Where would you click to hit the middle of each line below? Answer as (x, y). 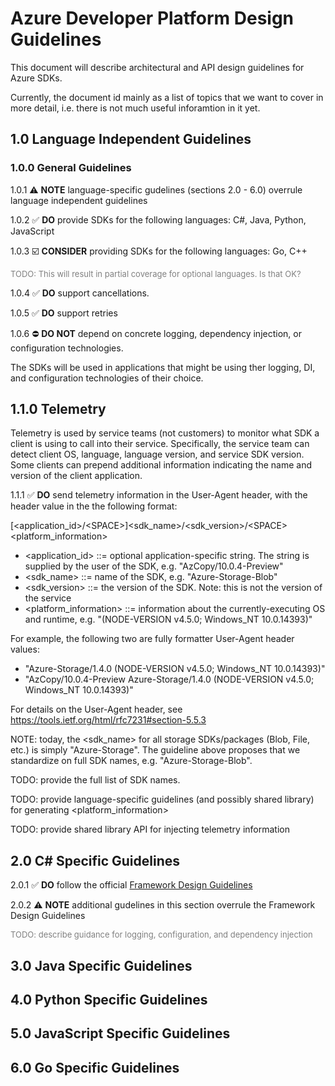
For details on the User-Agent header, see (96, 709)
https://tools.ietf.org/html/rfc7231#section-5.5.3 (108, 720)
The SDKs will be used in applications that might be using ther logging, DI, (163, 367)
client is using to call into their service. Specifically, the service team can (160, 444)
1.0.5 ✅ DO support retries (64, 313)
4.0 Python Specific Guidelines (109, 1000)
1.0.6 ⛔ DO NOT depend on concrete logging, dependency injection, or (156, 333)
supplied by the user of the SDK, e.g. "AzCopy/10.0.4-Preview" (154, 566)
